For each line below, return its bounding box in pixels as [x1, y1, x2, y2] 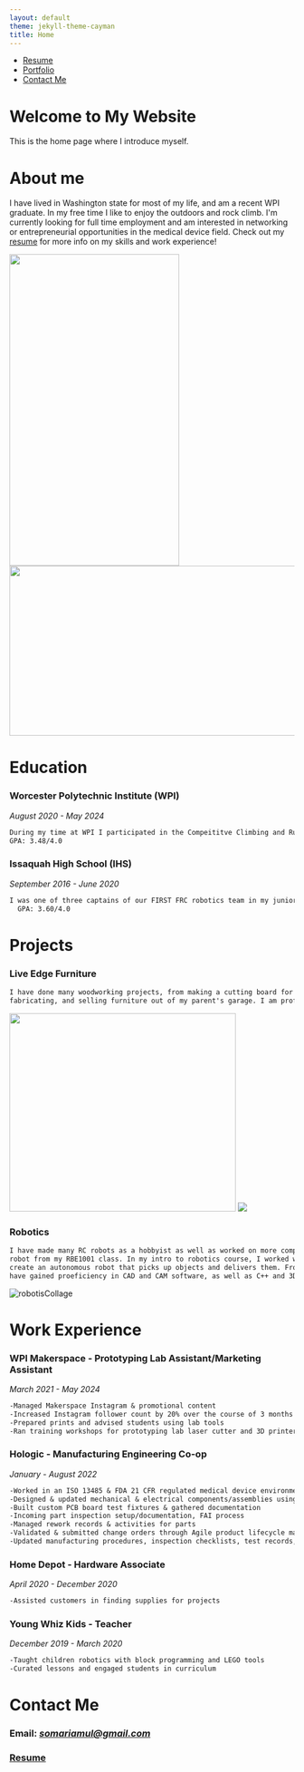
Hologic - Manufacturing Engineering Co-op [9, 1448, 207, 1460]
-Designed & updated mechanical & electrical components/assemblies [9, 1495, 273, 1504]
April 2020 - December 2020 [9, 1579, 118, 1590]
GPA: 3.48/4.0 [9, 836, 63, 846]
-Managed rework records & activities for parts [9, 1520, 196, 1529]
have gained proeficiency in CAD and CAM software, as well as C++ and [9, 1271, 285, 1281]
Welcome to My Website [9, 106, 196, 127]
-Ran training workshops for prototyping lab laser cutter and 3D [9, 1427, 265, 1436]
